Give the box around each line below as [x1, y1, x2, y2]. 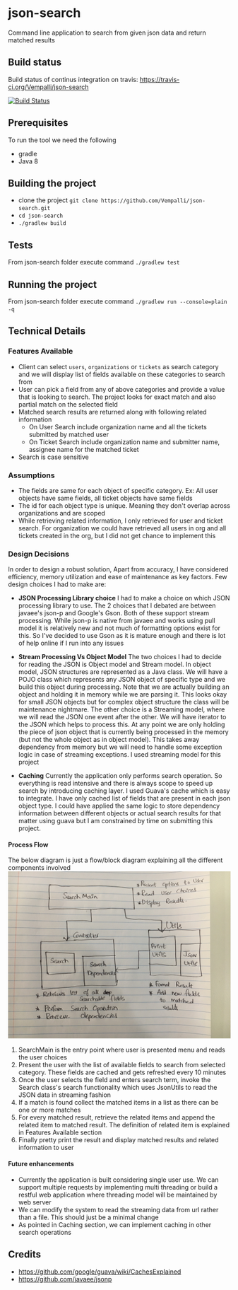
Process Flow [8, 840, 49, 849]
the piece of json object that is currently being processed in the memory [18, 728, 229, 736]
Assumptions [8, 470, 55, 480]
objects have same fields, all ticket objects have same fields [18, 494, 193, 502]
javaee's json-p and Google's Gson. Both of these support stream [18, 609, 210, 617]
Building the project [8, 177, 97, 189]
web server [18, 1197, 52, 1207]
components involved [8, 864, 71, 872]
